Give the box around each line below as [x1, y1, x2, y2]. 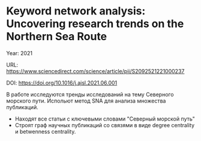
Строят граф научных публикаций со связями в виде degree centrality [14, 121, 195, 128]
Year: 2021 [6, 49, 33, 56]
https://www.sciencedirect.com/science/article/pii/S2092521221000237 [6, 67, 185, 74]
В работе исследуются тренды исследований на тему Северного [6, 91, 174, 98]
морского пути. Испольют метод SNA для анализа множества [6, 97, 166, 104]
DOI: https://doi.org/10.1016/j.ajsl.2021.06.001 [6, 79, 118, 86]
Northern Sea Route [6, 30, 107, 43]
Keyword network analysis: [6, 4, 146, 18]
